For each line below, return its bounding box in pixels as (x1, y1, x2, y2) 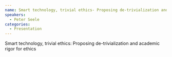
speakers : (5, 12, 26, 17)
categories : (5, 21, 30, 27)
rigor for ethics (5, 46, 36, 52)
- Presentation (9, 26, 42, 32)
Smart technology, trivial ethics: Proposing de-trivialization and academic (5, 40, 160, 46)
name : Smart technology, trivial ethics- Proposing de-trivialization (5, 7, 159, 13)
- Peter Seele (9, 17, 40, 22)
